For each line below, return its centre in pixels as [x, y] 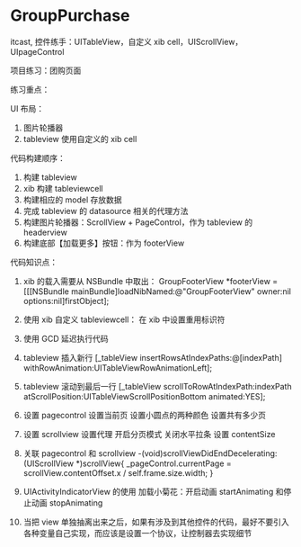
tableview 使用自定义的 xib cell [80, 139]
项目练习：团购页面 [46, 70]
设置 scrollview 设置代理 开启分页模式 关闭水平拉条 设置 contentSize [149, 434]
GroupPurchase [70, 16]
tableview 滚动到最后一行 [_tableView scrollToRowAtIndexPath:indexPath [157, 386]
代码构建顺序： [38, 157]
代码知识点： [34, 262]
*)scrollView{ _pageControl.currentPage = [154, 463]
